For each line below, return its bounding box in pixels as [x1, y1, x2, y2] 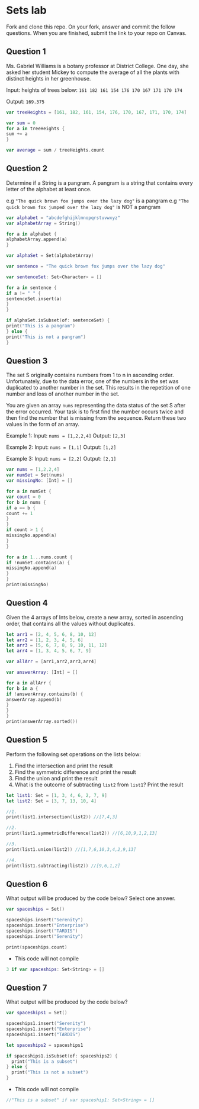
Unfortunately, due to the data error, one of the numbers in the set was [6, 378, 179, 385]
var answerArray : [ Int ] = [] [6, 670, 78, 676]
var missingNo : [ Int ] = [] [6, 478, 73, 484]
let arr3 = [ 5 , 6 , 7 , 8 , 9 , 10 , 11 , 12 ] [6, 642, 108, 648]
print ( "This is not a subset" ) [11, 1069, 89, 1075]
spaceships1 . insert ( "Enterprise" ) [6, 1026, 92, 1032]
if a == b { [6, 504, 36, 511]
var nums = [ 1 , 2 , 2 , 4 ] [6, 467, 60, 472]
